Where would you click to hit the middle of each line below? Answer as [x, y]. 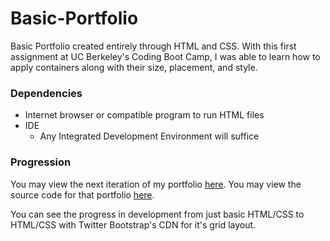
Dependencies [46, 93]
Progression [41, 162]
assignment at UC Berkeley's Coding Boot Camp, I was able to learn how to [165, 56]
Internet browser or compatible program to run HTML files [144, 115]
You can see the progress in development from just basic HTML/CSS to [157, 214]
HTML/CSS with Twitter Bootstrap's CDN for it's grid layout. [133, 224]
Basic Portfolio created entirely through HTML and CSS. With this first [153, 46]
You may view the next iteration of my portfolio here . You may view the [156, 184]
